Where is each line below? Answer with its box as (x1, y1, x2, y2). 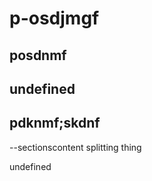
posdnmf (9, 47, 67, 64)
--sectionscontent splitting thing (9, 141, 142, 153)
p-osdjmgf (9, 7, 100, 30)
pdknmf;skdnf (9, 115, 101, 132)
